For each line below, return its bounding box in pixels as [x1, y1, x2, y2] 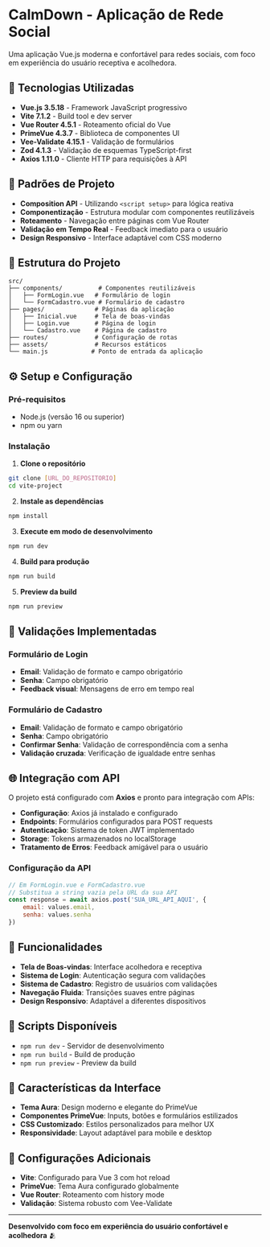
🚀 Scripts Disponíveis [8, 1019, 118, 1033]
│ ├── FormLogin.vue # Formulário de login [8, 291, 171, 299]
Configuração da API [8, 862, 92, 874]
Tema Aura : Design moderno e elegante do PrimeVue [19, 1102, 198, 1112]
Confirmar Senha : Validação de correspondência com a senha [19, 739, 228, 749]
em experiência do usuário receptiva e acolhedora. [8, 58, 177, 68]
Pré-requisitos [8, 393, 66, 405]
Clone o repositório [19, 459, 86, 468]
